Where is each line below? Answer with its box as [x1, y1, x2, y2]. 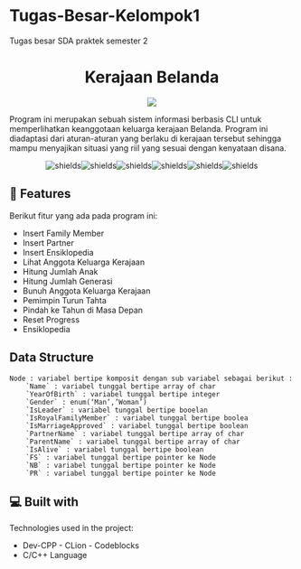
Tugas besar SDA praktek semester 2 [9, 35, 148, 46]
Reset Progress [22, 313, 80, 325]
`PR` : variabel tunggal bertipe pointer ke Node [25, 469, 217, 478]
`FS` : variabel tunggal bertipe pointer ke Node [25, 452, 217, 462]
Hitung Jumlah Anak [22, 266, 99, 276]
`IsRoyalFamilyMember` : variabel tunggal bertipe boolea [25, 413, 249, 423]
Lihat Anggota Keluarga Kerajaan [22, 257, 146, 267]
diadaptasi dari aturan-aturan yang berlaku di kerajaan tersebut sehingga [9, 133, 282, 144]
